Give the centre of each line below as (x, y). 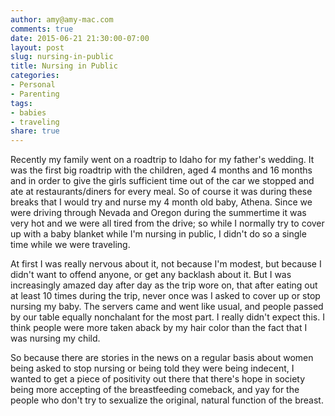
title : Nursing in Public (64, 66)
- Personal (33, 85)
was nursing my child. (55, 338)
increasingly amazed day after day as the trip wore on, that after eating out (164, 285)
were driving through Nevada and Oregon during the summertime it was (158, 213)
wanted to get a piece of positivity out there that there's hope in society (158, 379)
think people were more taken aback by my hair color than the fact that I (159, 328)
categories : (35, 76)
